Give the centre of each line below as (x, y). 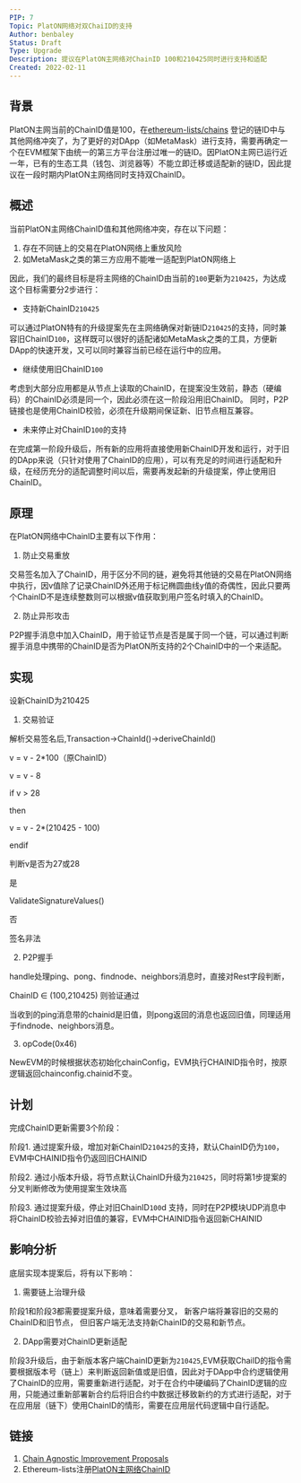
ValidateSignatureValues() (57, 901)
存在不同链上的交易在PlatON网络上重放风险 (102, 248)
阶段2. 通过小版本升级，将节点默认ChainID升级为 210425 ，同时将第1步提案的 (148, 1177)
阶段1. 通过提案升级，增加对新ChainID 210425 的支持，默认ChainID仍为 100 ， (146, 1147)
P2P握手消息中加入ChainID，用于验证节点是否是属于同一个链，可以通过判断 (149, 635)
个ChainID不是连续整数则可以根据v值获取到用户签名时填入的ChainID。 (139, 597)
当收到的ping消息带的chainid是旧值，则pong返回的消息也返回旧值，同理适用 (150, 1015)
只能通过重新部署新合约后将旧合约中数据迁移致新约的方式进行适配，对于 (158, 1394)
